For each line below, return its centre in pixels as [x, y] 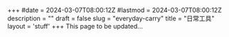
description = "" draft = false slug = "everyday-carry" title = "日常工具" [111, 18]
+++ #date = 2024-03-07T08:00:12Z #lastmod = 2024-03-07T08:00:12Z [114, 10]
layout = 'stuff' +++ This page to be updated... [75, 26]
